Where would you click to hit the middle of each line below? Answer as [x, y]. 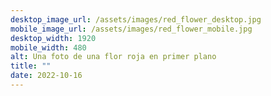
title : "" [31, 66]
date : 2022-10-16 [46, 76]
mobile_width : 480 [48, 47]
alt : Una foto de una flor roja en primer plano [113, 57]
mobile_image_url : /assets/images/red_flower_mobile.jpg [131, 29]
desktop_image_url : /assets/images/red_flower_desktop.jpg [136, 19]
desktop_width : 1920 [53, 38]
